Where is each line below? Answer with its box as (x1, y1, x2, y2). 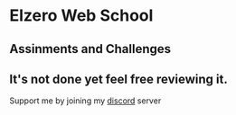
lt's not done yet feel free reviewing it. (9, 71, 229, 86)
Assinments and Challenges (9, 41, 172, 57)
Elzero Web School (9, 5, 154, 26)
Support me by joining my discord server (9, 95, 162, 106)
